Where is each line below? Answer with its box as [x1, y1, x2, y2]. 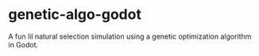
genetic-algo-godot [8, 6, 141, 24]
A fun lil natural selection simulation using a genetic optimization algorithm [8, 32, 252, 41]
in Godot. [8, 39, 39, 49]
